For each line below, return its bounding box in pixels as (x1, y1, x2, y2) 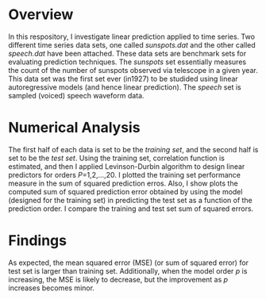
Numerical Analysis (8, 119, 141, 136)
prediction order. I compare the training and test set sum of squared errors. (8, 204, 254, 213)
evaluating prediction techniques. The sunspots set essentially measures (8, 57, 247, 67)
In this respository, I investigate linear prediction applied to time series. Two (8, 32, 256, 41)
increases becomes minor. (8, 283, 95, 293)
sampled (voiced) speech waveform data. (8, 90, 145, 100)
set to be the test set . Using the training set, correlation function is (8, 153, 225, 163)
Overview (8, 6, 74, 24)
